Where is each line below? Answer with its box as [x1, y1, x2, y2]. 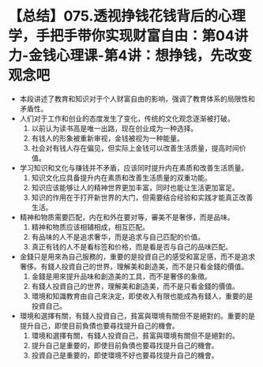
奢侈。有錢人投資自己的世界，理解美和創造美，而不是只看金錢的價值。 [19, 261, 249, 271]
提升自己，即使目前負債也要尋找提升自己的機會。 [19, 320, 179, 330]
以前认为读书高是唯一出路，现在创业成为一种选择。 [31, 123, 198, 133]
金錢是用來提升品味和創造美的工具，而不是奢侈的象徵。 [31, 272, 212, 281]
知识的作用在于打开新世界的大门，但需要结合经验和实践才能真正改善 [31, 193, 254, 202]
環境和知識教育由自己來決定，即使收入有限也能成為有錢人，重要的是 [31, 291, 254, 301]
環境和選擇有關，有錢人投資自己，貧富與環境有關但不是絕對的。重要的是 [19, 311, 255, 320]
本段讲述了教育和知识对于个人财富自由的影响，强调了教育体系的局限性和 [19, 94, 255, 103]
